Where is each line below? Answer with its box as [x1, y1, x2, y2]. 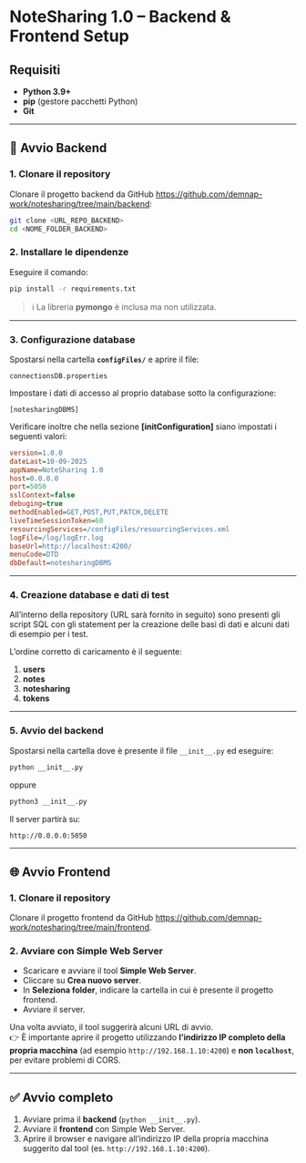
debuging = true [9, 499, 64, 509]
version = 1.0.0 [9, 448, 64, 458]
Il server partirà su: [9, 813, 80, 824]
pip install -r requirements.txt [9, 284, 137, 293]
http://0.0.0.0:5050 [9, 831, 88, 840]
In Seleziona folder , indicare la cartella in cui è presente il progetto [22, 984, 274, 995]
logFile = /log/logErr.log [9, 533, 104, 542]
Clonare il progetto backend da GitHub [9, 189, 155, 200]
